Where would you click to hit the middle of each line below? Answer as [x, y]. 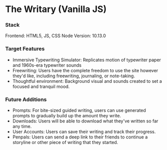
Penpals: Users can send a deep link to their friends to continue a [80, 137]
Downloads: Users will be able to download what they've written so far [85, 121]
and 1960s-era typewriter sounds [47, 65]
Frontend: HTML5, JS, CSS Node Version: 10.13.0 [56, 36]
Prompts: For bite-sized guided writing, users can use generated [79, 110]
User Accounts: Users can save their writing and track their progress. [84, 132]
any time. [22, 126]
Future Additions [26, 99]
